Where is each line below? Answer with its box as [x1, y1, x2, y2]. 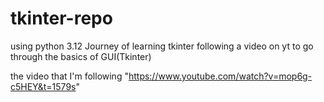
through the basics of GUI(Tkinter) [10, 50, 152, 62]
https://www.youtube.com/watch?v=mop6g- [128, 70, 313, 82]
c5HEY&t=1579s [10, 80, 77, 92]
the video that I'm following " [10, 70, 129, 82]
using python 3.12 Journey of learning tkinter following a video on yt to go [10, 40, 314, 52]
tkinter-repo [10, 7, 113, 30]
